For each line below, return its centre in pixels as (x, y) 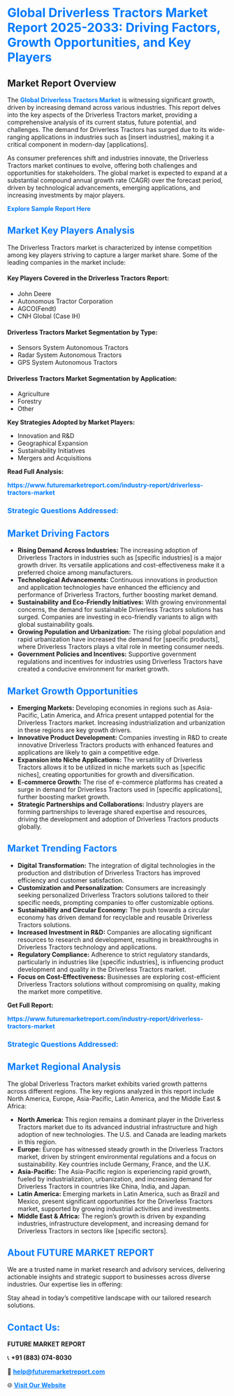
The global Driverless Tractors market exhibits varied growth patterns (107, 1084)
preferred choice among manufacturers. (75, 573)
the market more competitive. (60, 991)
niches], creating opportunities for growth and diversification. (105, 774)
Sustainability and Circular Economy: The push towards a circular (114, 910)
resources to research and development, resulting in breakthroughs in (118, 939)
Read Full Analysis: (36, 472)
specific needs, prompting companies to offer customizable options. (116, 902)
